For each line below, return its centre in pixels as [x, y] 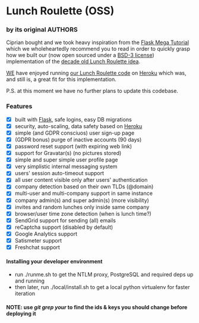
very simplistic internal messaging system [66, 167]
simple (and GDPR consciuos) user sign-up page [75, 133]
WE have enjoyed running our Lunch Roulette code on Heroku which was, [96, 73]
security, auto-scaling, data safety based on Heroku [78, 126]
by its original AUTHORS [42, 30]
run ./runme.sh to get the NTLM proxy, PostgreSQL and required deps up [104, 275]
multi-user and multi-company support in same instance [84, 193]
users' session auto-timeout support [59, 173]
